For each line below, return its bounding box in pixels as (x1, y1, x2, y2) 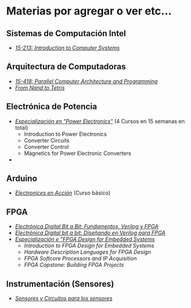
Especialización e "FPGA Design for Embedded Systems (14, 236, 155, 243)
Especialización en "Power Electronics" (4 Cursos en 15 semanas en (14, 118, 185, 125)
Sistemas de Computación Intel (6, 28, 127, 39)
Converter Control (23, 143, 69, 150)
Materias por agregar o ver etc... (6, 4, 172, 18)
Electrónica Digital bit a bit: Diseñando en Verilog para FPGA (14, 229, 166, 236)
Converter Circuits (23, 137, 70, 144)
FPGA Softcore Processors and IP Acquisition (23, 255, 137, 262)
